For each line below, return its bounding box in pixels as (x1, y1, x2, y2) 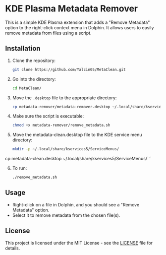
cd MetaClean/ (12, 85, 42, 91)
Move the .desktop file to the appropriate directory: (12, 95, 117, 101)
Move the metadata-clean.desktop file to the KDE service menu (12, 132, 142, 138)
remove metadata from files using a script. (5, 30, 92, 36)
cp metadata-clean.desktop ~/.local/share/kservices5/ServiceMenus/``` (5, 156, 152, 162)
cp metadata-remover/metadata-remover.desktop (12, 104, 111, 109)
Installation (5, 44, 41, 53)
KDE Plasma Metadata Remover (5, 3, 138, 14)
